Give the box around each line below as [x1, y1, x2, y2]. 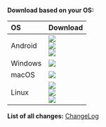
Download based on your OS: [7, 6, 95, 14]
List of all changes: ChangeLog [7, 112, 100, 120]
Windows [11, 59, 42, 68]
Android [11, 41, 37, 50]
